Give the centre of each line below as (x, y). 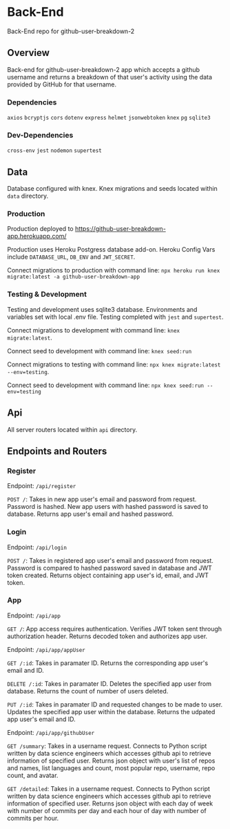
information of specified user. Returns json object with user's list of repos (111, 761)
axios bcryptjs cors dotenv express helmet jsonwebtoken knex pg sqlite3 (109, 118)
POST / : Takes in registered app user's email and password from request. (110, 560)
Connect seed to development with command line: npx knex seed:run (106, 385)
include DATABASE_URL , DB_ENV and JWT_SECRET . (71, 257)
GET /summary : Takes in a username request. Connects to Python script (107, 746)
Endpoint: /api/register (42, 486)
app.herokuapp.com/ (37, 236)
